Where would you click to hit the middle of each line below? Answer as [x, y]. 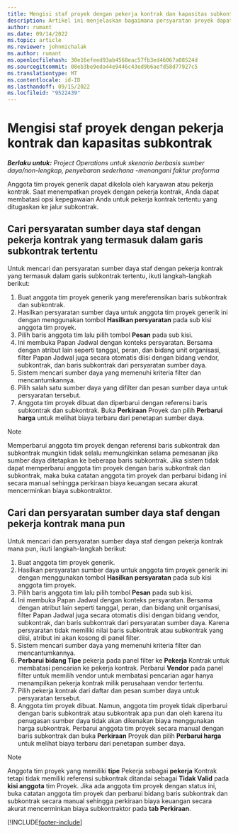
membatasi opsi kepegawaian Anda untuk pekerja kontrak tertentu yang [112, 199]
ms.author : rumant [34, 54]
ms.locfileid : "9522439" [44, 93]
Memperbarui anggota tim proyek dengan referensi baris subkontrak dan [114, 445]
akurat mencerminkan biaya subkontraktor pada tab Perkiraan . [99, 808]
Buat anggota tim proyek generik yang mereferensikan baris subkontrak [123, 297]
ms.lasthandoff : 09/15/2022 [49, 87]
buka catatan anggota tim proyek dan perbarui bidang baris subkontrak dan [118, 793]
